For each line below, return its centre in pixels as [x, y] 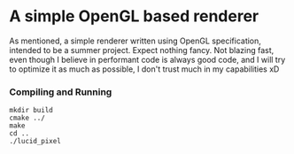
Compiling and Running [61, 92]
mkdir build [31, 111]
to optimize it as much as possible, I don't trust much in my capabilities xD [144, 69]
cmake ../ [27, 118]
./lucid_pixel [35, 142]
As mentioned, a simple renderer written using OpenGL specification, [135, 41]
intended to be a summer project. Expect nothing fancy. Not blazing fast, [142, 50]
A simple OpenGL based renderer [134, 16]
